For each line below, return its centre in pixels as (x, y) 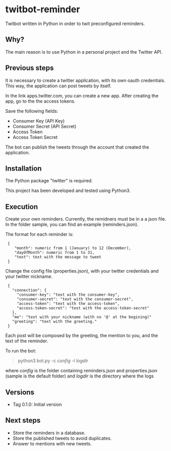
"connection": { (29, 290)
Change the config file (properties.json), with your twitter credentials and (82, 271)
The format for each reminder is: (40, 234)
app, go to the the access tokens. (40, 101)
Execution (22, 207)
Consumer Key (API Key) (39, 121)
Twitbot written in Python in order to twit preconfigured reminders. (75, 23)
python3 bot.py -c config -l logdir (53, 361)
